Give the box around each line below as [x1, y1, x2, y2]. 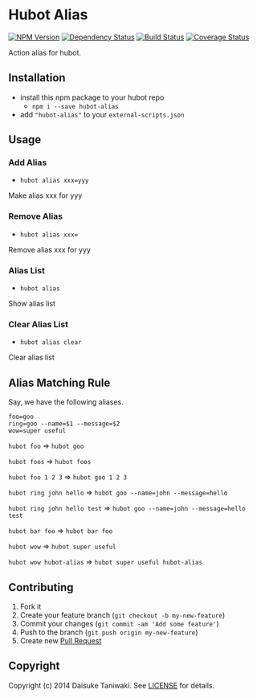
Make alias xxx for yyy [8, 191, 83, 200]
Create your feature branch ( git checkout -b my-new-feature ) [19, 610, 226, 620]
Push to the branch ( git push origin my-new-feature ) [19, 627, 198, 637]
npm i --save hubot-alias [31, 102, 119, 110]
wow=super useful [8, 427, 67, 435]
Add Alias [8, 157, 47, 168]
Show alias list [8, 299, 56, 309]
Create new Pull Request [19, 635, 102, 645]
